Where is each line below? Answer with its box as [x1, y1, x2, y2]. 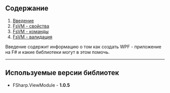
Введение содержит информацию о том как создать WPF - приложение [5, 43, 162, 50]
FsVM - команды [12, 28, 49, 35]
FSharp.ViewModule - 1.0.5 [12, 82, 70, 88]
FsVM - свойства [12, 23, 50, 29]
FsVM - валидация [12, 34, 53, 40]
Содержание [5, 4, 49, 13]
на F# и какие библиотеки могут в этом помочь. [5, 49, 110, 55]
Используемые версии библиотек [5, 69, 119, 77]
